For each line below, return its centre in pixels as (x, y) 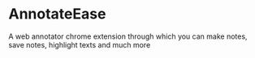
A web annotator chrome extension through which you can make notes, (128, 36)
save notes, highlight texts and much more (80, 44)
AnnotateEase (57, 14)
